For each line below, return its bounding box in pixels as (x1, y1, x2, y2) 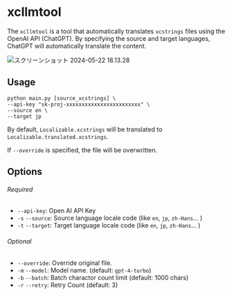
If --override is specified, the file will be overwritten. (7, 146, 158, 154)
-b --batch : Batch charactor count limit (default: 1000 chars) (17, 273, 189, 281)
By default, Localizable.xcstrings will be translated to (7, 125, 163, 133)
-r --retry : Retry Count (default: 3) (17, 281, 118, 289)
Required (7, 185, 33, 194)
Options (7, 166, 43, 178)
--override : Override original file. (17, 259, 112, 267)
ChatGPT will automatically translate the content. (7, 41, 147, 50)
